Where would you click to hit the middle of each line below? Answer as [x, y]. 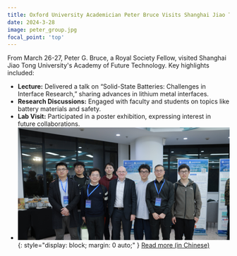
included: [21, 73]
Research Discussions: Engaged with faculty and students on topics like [123, 101]
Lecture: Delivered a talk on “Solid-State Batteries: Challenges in [112, 87]
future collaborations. [49, 124]
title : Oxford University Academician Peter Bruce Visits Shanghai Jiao [116, 15]
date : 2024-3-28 [31, 22]
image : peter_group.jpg [42, 30]
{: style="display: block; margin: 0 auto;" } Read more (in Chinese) [114, 245]
